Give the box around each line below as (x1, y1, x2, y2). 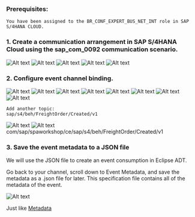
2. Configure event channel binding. (6, 74, 114, 83)
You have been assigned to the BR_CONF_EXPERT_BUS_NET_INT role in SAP (6, 19, 189, 25)
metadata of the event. (6, 181, 62, 189)
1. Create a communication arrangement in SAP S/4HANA (6, 38, 177, 46)
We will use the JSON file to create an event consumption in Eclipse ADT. (6, 157, 187, 164)
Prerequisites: (6, 5, 49, 13)
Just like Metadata (6, 204, 52, 212)
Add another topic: (6, 105, 55, 112)
